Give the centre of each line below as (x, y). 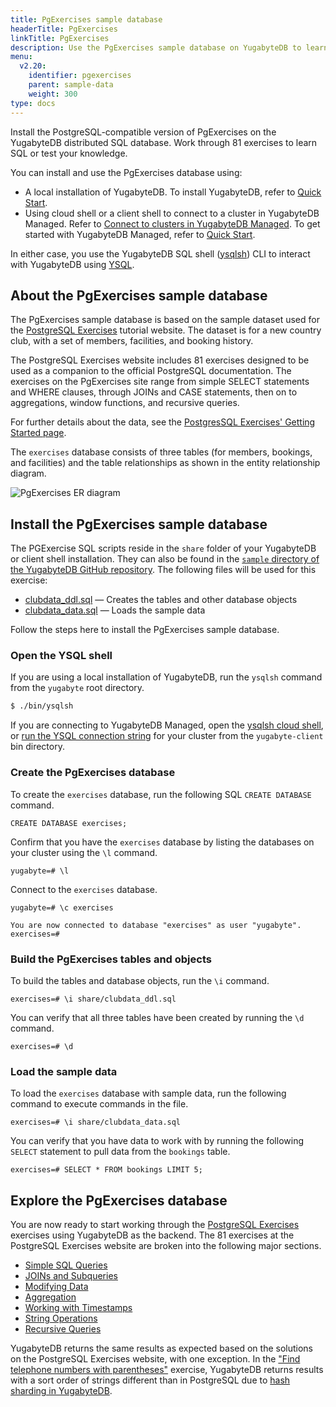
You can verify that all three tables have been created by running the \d (157, 1017)
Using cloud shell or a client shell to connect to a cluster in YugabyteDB (172, 213)
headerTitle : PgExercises (64, 29)
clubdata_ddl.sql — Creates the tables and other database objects (161, 600)
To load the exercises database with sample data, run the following (148, 1093)
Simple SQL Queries (66, 1265)
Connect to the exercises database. (84, 889)
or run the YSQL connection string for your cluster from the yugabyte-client (167, 736)
